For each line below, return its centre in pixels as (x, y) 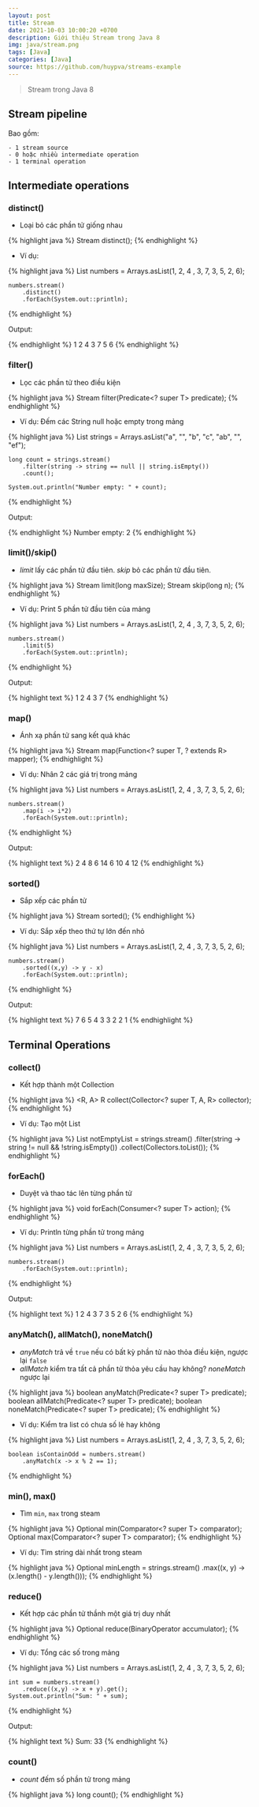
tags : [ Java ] (30, 52)
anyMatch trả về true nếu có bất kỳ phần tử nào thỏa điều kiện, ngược (134, 1352)
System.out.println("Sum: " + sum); (68, 1696)
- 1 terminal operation (47, 161)
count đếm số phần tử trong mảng (75, 1779)
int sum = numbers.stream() (54, 1682)
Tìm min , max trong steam (60, 1513)
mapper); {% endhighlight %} (56, 759)
